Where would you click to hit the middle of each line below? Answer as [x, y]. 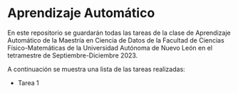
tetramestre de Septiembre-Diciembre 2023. [73, 55]
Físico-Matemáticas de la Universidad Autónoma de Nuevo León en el [110, 48]
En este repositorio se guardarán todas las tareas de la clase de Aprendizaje [119, 33]
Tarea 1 [28, 82]
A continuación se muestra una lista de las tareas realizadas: [96, 69]
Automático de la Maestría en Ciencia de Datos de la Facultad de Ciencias [116, 40]
